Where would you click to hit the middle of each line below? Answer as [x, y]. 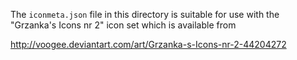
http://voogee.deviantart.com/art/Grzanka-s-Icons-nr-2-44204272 [148, 44]
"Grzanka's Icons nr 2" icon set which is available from [123, 25]
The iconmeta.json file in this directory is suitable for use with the [145, 14]
